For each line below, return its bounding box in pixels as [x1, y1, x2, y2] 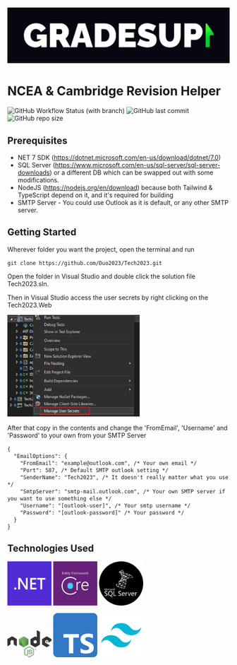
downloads [17, 168, 50, 177]
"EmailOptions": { [13, 452, 68, 459]
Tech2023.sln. [7, 279, 49, 288]
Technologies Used [7, 542, 94, 554]
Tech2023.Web [7, 300, 52, 309]
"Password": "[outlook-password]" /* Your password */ [20, 509, 185, 516]
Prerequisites [7, 134, 68, 146]
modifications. [17, 175, 60, 184]
